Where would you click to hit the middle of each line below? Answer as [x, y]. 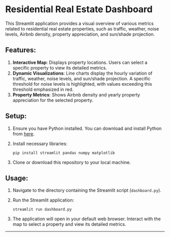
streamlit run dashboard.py [42, 210]
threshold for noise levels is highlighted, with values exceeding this [82, 84]
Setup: [16, 116]
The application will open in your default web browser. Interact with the [87, 219]
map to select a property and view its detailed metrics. [69, 224]
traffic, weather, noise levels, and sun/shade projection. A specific [81, 78]
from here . [24, 133]
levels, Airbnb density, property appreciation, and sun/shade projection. [80, 34]
